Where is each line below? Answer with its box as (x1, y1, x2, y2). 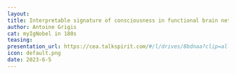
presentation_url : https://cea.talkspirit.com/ (7, 43, 150, 50)
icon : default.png (7, 50, 61, 57)
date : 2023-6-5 (7, 56, 52, 63)
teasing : (7, 37, 33, 44)
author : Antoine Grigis (7, 23, 77, 30)
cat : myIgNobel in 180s (7, 30, 77, 37)
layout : (7, 10, 30, 18)
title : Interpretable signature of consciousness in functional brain (7, 17, 218, 24)
